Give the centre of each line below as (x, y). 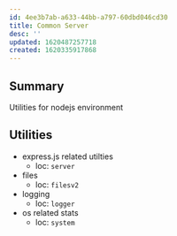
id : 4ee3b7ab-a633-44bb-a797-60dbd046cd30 (88, 17)
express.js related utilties (67, 156)
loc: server (55, 165)
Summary (37, 86)
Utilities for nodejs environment (66, 107)
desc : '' (25, 34)
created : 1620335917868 (53, 50)
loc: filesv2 (57, 184)
